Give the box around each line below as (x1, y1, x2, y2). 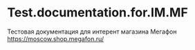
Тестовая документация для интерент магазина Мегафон (7, 27, 177, 36)
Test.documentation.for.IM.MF (7, 5, 188, 21)
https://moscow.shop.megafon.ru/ (7, 34, 104, 42)
